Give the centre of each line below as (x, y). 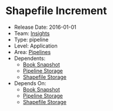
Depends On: (30, 83)
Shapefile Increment (56, 11)
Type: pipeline (31, 39)
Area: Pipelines (32, 52)
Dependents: (29, 58)
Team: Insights (32, 33)
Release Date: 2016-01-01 (45, 27)
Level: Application (36, 46)
